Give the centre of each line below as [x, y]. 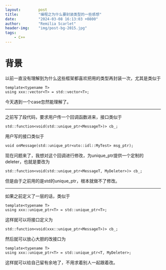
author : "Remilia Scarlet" [41, 24]
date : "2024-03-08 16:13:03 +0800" [52, 19]
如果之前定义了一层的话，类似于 [38, 196]
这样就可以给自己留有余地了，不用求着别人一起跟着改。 [61, 262]
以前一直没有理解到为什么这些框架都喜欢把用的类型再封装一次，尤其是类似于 [83, 78]
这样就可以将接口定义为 [29, 219]
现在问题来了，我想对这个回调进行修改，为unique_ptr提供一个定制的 [75, 155]
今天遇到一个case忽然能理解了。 [38, 102]
